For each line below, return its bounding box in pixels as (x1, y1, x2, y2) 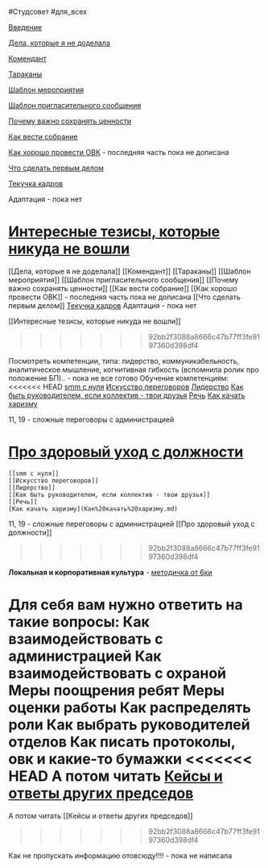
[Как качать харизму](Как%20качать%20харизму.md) (8, 504, 179, 513)
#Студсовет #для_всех (8, 7, 87, 16)
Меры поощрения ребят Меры (8, 682, 225, 700)
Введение (8, 23, 43, 31)
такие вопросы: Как (8, 613, 150, 632)
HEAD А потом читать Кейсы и (8, 767, 224, 786)
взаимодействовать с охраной (8, 665, 227, 682)
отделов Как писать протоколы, (8, 733, 236, 751)
